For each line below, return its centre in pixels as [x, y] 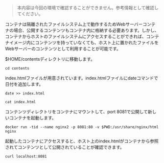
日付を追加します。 [24, 84]
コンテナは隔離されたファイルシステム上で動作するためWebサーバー [74, 24]
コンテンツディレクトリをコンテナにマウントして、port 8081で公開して [77, 112]
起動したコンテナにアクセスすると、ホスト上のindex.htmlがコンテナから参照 [82, 141]
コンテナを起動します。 [33, 118]
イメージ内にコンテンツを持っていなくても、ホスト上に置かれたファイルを [84, 43]
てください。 [30, 14]
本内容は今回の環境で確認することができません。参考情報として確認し [88, 8]
